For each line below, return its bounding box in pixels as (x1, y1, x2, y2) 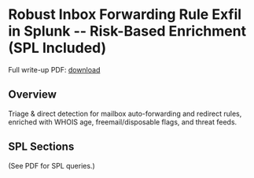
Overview (8, 88, 57, 102)
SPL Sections (8, 140, 75, 154)
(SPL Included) (8, 39, 107, 57)
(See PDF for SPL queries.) (8, 161, 96, 170)
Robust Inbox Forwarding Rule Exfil (8, 6, 242, 24)
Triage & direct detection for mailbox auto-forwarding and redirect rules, (8, 109, 242, 118)
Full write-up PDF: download (8, 65, 101, 74)
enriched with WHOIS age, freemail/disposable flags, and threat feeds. (8, 117, 237, 127)
